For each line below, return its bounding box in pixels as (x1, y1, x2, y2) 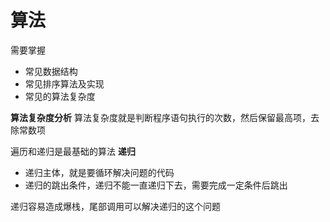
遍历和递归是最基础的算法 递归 (10, 145, 136, 157)
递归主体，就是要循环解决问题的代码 (24, 166, 175, 178)
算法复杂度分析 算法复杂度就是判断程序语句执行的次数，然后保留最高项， (10, 111, 311, 123)
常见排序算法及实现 (24, 77, 105, 90)
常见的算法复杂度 (24, 90, 96, 102)
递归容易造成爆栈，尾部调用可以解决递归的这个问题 (10, 200, 221, 212)
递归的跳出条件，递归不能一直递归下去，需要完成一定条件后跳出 (24, 179, 288, 191)
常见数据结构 (24, 65, 78, 77)
